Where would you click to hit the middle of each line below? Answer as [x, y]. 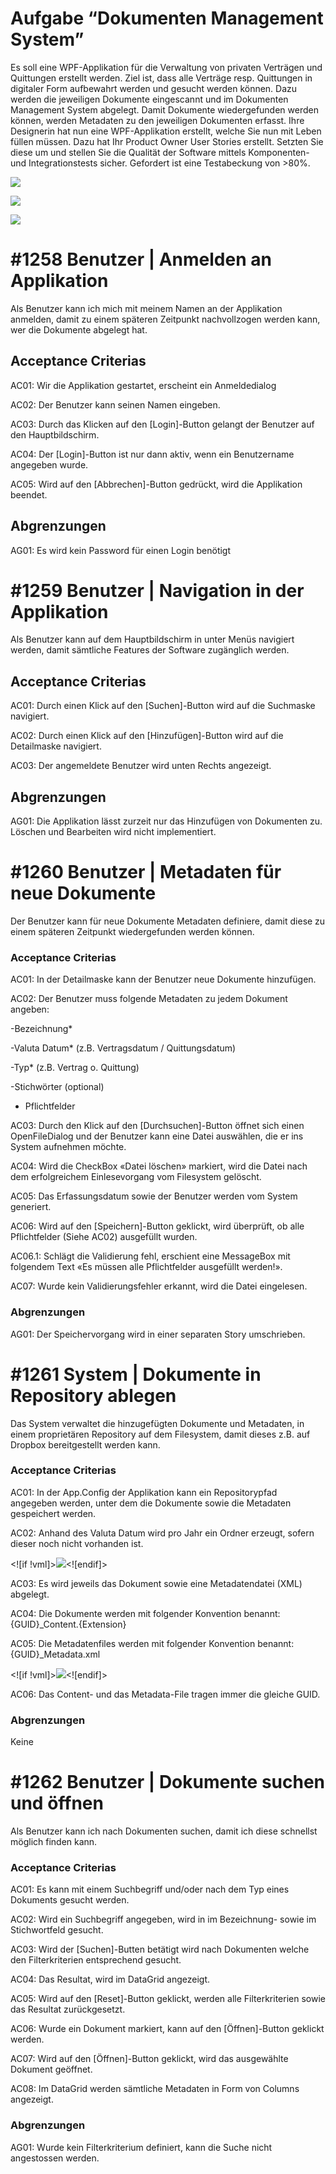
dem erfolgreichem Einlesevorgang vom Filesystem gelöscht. [136, 1177]
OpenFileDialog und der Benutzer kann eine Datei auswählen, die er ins [157, 1136]
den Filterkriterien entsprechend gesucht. [96, 1960]
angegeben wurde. [49, 464]
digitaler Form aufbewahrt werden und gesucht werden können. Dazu [154, 88]
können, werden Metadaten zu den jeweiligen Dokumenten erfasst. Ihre [157, 120]
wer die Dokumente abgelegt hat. [79, 329]
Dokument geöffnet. [51, 2069]
